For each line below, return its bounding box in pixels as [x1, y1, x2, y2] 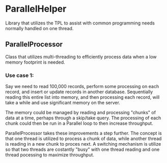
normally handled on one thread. [5, 25, 74, 31]
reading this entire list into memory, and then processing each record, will [5, 94, 160, 100]
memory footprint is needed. [5, 59, 65, 65]
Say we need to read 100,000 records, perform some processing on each [5, 84, 159, 90]
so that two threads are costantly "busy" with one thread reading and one [5, 146, 160, 153]
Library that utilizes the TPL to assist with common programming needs [5, 20, 155, 26]
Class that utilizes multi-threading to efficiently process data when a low [5, 53, 157, 60]
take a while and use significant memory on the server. [5, 100, 121, 106]
